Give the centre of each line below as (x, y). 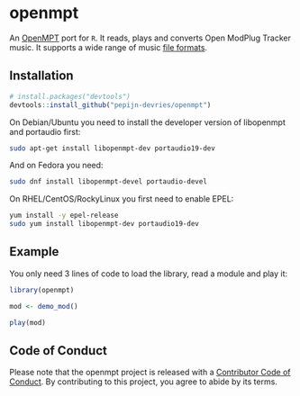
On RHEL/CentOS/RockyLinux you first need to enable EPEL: (122, 199)
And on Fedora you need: (56, 166)
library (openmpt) (42, 290)
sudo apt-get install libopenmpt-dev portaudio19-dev (113, 148)
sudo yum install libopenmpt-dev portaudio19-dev (105, 224)
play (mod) (28, 322)
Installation (41, 76)
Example (34, 252)
